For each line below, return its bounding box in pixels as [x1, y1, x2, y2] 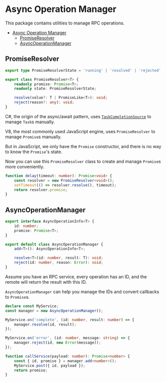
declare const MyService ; [5, 303, 59, 309]
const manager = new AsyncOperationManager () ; [5, 308, 103, 313]
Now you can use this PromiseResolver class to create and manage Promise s [5, 158, 161, 164]
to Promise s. [5, 294, 30, 300]
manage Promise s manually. [5, 134, 62, 140]
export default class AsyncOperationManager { [5, 242, 103, 247]
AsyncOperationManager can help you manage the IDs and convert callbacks [5, 288, 160, 295]
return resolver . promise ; [14, 187, 68, 192]
